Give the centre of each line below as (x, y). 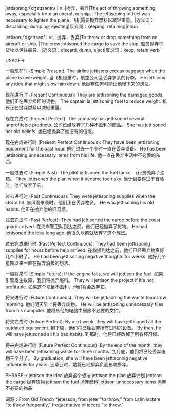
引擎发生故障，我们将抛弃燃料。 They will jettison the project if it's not (79, 280)
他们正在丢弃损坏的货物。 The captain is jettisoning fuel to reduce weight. (83, 101)
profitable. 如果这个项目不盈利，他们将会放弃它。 (57, 287)
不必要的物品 (19, 388)
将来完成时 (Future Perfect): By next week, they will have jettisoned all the (83, 321)
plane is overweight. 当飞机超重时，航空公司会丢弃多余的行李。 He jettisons (85, 77)
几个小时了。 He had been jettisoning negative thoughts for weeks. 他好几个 (86, 257)
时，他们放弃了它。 (26, 185)
